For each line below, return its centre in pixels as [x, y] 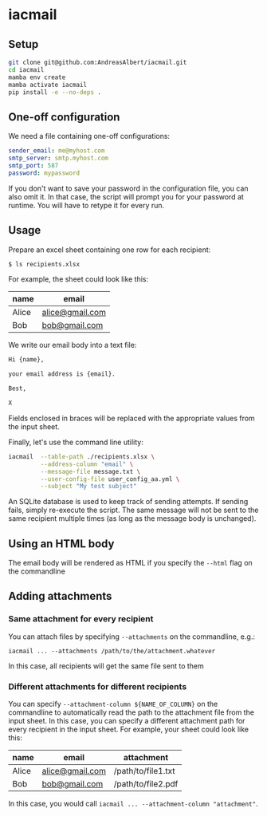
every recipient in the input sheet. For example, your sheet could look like [129, 729]
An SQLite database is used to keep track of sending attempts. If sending [128, 502]
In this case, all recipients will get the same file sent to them [106, 666]
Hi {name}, [26, 360]
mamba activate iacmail [48, 85]
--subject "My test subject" [88, 487]
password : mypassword [44, 173]
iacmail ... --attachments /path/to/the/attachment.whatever [112, 651]
